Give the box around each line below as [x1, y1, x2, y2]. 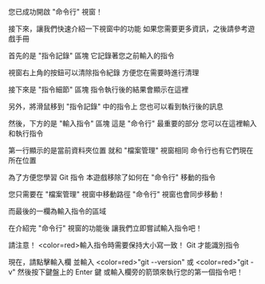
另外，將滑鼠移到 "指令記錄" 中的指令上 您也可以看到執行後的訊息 [8, 102, 223, 111]
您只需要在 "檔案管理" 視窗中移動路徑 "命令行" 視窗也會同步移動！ [8, 190, 225, 199]
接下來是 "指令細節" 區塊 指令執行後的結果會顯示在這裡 [8, 85, 189, 94]
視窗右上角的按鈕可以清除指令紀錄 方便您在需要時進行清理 [8, 68, 200, 77]
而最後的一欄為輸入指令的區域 [8, 207, 106, 215]
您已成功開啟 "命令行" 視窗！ [8, 7, 103, 16]
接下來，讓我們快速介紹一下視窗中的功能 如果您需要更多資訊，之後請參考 [8, 24, 248, 34]
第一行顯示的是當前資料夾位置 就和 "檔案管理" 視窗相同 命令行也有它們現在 [8, 146, 254, 155]
